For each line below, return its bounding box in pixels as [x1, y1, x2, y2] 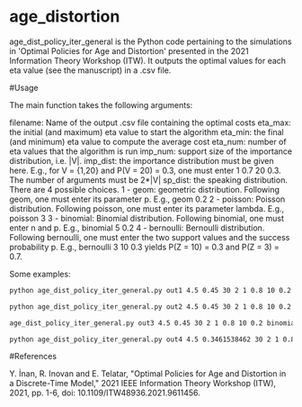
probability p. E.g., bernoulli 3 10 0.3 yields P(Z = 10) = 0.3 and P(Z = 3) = [9, 241, 280, 252]
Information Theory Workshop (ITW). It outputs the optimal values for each [9, 55, 286, 66]
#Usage [9, 82, 39, 93]
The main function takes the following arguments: [9, 99, 193, 110]
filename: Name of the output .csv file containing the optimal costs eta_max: [9, 117, 292, 128]
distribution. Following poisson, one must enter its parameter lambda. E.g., [9, 203, 285, 213]
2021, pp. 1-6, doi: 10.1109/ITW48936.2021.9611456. [9, 387, 200, 398]
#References [9, 351, 57, 362]
